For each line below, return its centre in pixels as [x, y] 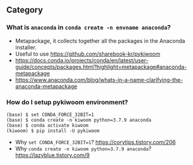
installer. [26, 47]
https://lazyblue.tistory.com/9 [53, 155]
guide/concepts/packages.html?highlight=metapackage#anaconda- [101, 67]
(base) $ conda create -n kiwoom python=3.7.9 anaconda [79, 120]
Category [25, 10]
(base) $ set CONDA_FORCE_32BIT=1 [50, 115]
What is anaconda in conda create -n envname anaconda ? [89, 28]
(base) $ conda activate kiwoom [47, 125]
